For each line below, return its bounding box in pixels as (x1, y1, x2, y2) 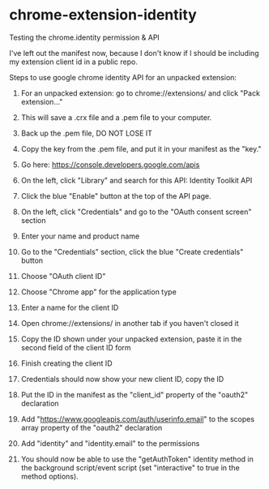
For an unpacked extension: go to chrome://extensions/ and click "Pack (20, 88, 260, 98)
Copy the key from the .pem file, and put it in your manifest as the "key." (20, 144, 262, 153)
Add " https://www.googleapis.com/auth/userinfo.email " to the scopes (20, 414, 254, 423)
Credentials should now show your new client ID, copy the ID (20, 374, 224, 384)
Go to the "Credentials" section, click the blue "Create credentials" (20, 247, 244, 256)
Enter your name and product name (20, 231, 140, 241)
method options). (20, 471, 79, 481)
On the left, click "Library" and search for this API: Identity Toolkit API (20, 175, 253, 185)
